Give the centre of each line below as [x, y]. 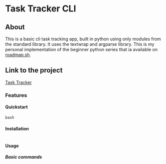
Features [16, 95]
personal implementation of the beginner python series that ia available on [82, 49]
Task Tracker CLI [41, 9]
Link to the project [34, 70]
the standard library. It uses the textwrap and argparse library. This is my [80, 44]
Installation [17, 128]
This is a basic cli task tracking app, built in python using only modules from [83, 39]
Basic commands [24, 157]
